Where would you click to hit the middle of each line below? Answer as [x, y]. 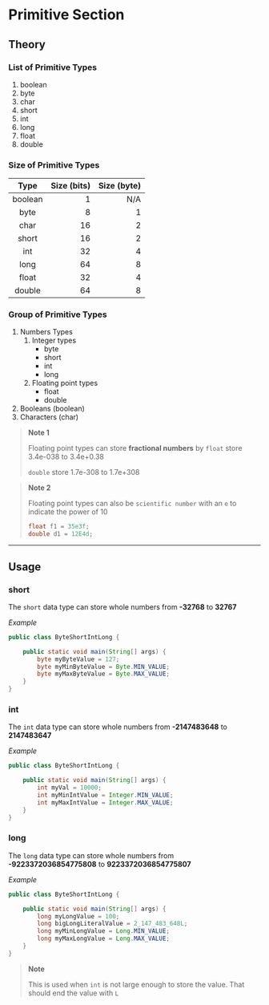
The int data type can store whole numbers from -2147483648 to [118, 727]
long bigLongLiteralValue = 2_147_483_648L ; [112, 924]
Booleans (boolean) [52, 409]
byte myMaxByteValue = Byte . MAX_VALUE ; [104, 674]
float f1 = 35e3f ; [58, 527]
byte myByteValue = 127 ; [78, 659]
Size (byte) [120, 186]
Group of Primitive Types [58, 314]
